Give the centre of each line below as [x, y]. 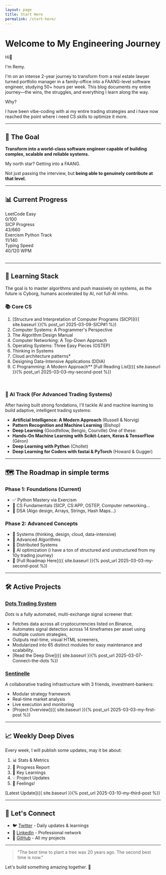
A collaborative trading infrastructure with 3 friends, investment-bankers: [80, 684]
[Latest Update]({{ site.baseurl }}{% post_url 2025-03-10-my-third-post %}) [83, 793]
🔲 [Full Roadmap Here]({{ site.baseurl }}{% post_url [64, 561]
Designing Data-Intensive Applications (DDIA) [59, 361]
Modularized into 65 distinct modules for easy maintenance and [77, 645]
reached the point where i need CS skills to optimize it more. [66, 117]
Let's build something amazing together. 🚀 [48, 867]
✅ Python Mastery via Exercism [44, 500]
